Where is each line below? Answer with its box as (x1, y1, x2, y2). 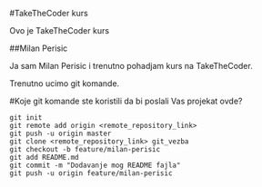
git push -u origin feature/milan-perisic (9, 169, 173, 178)
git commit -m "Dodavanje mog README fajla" (9, 161, 181, 170)
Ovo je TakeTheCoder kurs (9, 25, 110, 35)
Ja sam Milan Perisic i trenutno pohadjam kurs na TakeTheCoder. (9, 61, 253, 71)
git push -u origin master (9, 129, 112, 138)
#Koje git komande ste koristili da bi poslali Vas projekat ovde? (9, 95, 243, 106)
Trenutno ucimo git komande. (9, 78, 120, 89)
